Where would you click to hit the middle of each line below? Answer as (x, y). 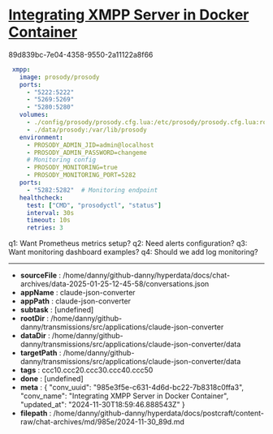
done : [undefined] (52, 379)
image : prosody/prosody (59, 77)
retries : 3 (45, 228)
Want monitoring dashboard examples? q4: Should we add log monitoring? (133, 252)
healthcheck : (41, 198)
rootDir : (35, 319)
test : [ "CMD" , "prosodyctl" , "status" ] (94, 205)
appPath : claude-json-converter (76, 301)
